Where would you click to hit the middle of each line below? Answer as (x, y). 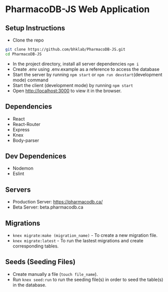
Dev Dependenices (36, 156)
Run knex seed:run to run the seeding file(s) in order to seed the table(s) (88, 279)
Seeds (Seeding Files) (40, 262)
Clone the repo (28, 40)
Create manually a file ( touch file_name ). (55, 274)
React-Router (26, 124)
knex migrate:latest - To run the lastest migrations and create (78, 241)
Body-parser (26, 140)
